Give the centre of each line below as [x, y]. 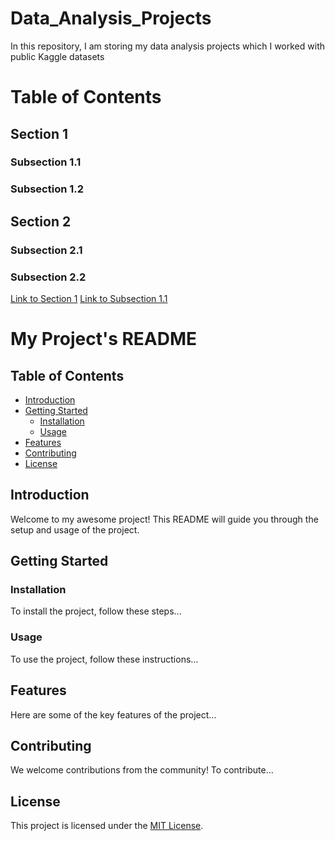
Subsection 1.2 [47, 189]
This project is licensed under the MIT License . [107, 826]
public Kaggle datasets [57, 56]
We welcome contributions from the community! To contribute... [142, 770]
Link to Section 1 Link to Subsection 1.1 [89, 298]
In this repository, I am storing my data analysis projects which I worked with [167, 46]
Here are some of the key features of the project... [113, 714]
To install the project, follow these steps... [96, 611]
